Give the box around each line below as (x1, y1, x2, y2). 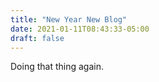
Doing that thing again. (10, 61, 104, 73)
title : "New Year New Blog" (10, 14, 128, 25)
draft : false (10, 33, 65, 43)
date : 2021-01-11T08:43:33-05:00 (10, 24, 150, 34)
